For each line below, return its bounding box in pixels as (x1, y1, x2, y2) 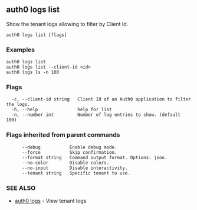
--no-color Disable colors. (21, 160, 110, 166)
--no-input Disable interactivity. (21, 165, 128, 171)
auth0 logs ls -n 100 (6, 69, 60, 76)
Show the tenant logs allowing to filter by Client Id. (6, 20, 129, 27)
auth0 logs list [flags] (6, 32, 67, 38)
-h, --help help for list (11, 106, 112, 113)
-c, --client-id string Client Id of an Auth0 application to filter (11, 96, 192, 102)
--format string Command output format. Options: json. (21, 154, 168, 160)
